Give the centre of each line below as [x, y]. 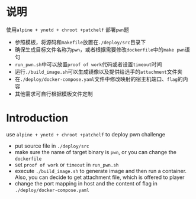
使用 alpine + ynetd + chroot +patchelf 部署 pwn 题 [68, 30]
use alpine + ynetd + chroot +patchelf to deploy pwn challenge [86, 134]
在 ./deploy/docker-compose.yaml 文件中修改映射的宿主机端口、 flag [96, 79]
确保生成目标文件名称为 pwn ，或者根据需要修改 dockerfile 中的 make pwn [100, 49]
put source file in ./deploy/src [52, 146]
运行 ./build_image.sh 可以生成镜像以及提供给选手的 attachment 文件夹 [98, 71]
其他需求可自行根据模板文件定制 [54, 94]
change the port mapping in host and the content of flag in [86, 183]
